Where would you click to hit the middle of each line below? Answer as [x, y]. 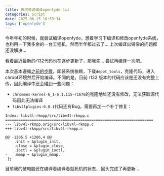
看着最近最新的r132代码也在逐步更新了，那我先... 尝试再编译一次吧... [75, 61]
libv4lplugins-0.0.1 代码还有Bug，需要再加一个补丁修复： [72, 106]
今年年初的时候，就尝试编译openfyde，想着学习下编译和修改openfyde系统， [83, 38]
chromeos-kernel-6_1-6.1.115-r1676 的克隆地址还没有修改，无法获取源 [83, 94]
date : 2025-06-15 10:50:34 [33, 19]
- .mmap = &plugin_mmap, [33, 155]
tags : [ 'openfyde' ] [25, 23]
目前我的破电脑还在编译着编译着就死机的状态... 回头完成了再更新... [72, 169]
